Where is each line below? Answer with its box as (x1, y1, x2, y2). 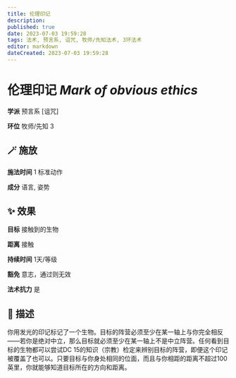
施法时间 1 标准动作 (7, 167, 63, 176)
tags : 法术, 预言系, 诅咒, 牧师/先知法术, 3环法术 (7, 37, 142, 44)
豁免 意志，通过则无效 (7, 270, 71, 279)
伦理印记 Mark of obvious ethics (7, 83, 199, 99)
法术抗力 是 (7, 285, 40, 293)
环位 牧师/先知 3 (7, 121, 54, 130)
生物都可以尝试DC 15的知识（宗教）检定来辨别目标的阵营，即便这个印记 (19, 346, 228, 354)
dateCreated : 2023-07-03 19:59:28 (7, 50, 109, 57)
